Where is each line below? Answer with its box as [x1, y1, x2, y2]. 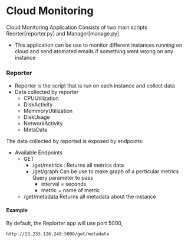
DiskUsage [23, 114, 50, 121]
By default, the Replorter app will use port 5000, [6, 220, 123, 227]
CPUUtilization [23, 95, 59, 102]
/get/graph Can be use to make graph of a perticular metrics [32, 168, 179, 175]
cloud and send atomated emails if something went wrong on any [14, 47, 174, 54]
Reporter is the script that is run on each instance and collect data [14, 82, 176, 89]
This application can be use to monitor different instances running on [14, 41, 183, 48]
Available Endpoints [14, 149, 63, 156]
